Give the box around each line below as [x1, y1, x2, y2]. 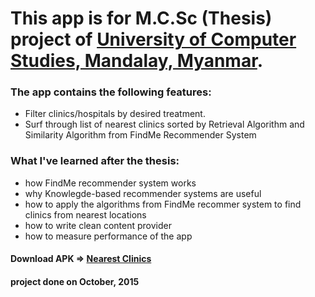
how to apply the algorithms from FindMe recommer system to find [24, 198, 302, 210]
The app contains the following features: [10, 85, 212, 99]
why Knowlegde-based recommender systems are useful [24, 187, 262, 199]
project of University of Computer [10, 28, 297, 51]
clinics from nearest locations [24, 208, 147, 221]
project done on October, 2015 [10, 275, 140, 287]
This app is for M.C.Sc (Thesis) [10, 7, 273, 30]
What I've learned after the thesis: [10, 154, 180, 168]
